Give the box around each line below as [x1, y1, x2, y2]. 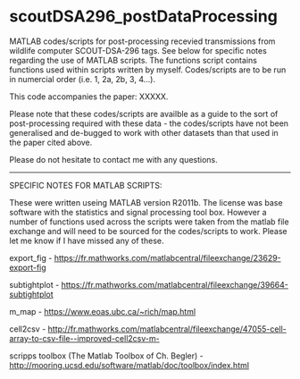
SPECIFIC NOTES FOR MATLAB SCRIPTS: [9, 180, 162, 190]
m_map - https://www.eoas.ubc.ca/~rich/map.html [9, 306, 196, 316]
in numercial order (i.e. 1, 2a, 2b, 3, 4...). [9, 73, 156, 84]
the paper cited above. [9, 137, 93, 147]
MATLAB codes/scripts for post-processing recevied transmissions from [9, 36, 276, 46]
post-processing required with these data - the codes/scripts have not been [9, 118, 288, 129]
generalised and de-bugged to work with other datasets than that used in [9, 127, 279, 138]
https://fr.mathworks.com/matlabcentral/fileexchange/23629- [54, 252, 281, 263]
